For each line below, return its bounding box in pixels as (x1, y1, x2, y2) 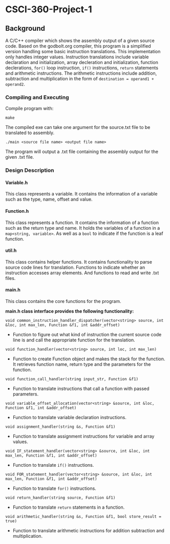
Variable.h (5, 179, 28, 185)
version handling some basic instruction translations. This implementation (5, 49, 161, 54)
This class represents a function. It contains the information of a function (5, 219, 159, 226)
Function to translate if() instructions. (12, 462, 94, 468)
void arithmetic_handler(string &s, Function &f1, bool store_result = (5, 514, 161, 519)
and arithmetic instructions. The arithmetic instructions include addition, (5, 70, 157, 76)
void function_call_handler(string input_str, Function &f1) (5, 377, 139, 382)
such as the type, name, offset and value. (5, 196, 93, 203)
